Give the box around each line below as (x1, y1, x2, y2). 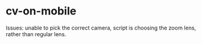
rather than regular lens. (5, 30, 67, 37)
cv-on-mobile (5, 4, 77, 18)
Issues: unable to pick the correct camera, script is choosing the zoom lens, (5, 24, 197, 31)
